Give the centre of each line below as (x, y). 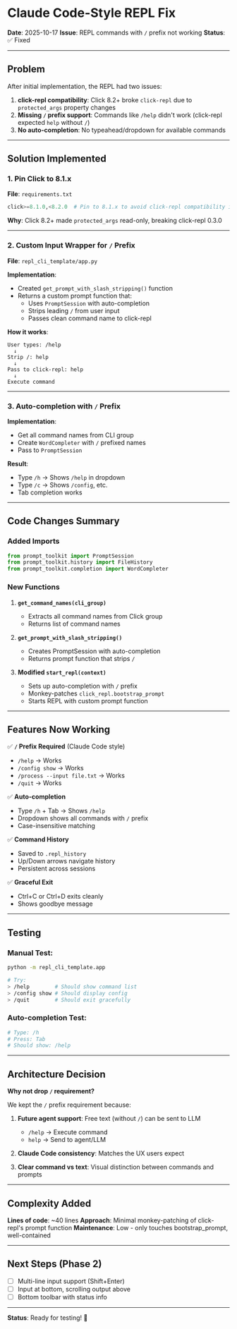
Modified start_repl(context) (62, 672)
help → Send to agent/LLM (67, 1140)
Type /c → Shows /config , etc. (62, 485)
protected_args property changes (67, 107)
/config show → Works (50, 768)
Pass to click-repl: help (45, 369)
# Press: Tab (26, 1039)
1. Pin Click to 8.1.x (39, 179)
